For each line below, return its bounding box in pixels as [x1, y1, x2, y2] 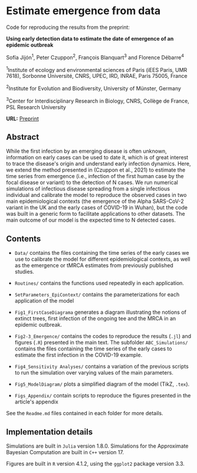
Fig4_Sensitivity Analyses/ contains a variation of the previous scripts [14, 363, 189, 370]
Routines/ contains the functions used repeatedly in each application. [14, 280, 185, 287]
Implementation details [6, 426, 93, 437]
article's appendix [14, 398, 59, 405]
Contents [6, 234, 41, 244]
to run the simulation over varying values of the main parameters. [14, 369, 174, 376]
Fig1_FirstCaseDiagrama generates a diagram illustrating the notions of [14, 308, 187, 316]
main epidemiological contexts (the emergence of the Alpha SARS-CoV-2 [6, 198, 184, 205]
